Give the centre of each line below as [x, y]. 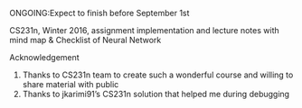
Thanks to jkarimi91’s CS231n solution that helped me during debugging [156, 94]
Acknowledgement [44, 57]
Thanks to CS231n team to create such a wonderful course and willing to [158, 75]
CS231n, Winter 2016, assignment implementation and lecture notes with [145, 30]
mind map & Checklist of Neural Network [85, 40]
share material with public [71, 84]
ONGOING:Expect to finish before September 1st [99, 13]
